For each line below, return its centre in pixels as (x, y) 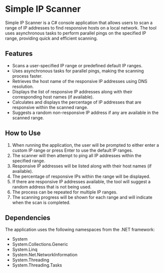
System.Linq (25, 249)
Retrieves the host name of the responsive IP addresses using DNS (80, 81)
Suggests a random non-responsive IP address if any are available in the (85, 112)
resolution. (23, 86)
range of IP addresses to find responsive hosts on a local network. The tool (81, 27)
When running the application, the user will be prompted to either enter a (85, 145)
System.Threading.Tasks (37, 265)
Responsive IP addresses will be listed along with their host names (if (82, 166)
